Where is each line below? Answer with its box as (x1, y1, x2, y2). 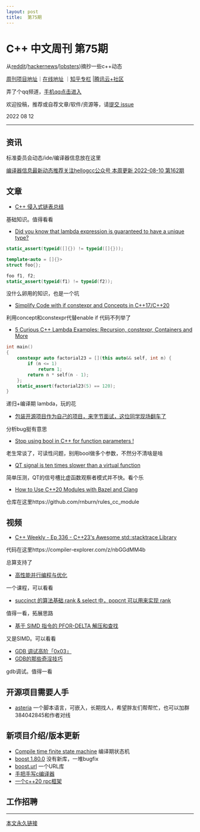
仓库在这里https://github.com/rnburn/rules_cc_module (6, 498, 140, 506)
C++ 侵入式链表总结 (14, 203, 64, 210)
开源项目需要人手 (6, 687, 69, 697)
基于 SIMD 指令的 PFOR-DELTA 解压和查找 (14, 622, 118, 629)
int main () (6, 344, 33, 350)
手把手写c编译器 (14, 770, 55, 777)
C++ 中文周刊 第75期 (6, 42, 108, 56)
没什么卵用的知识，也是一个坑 (6, 290, 79, 297)
